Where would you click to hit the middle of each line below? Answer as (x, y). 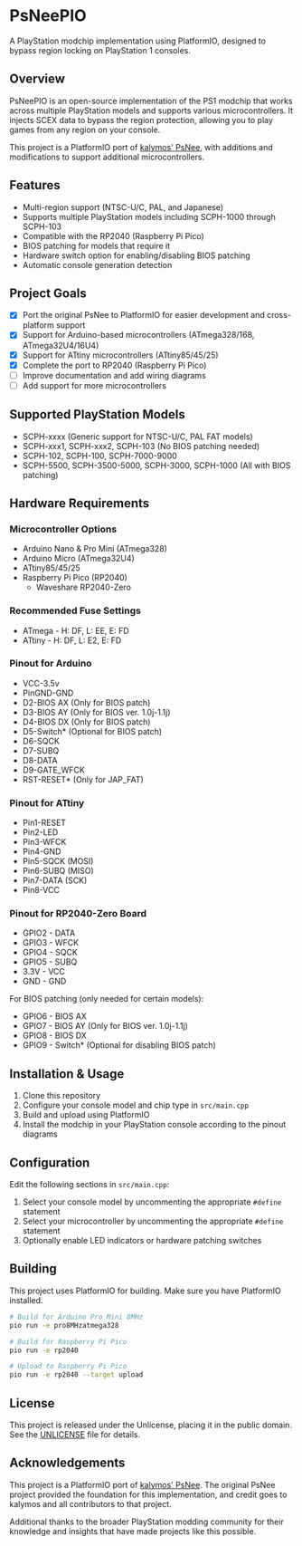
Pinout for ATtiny (47, 802)
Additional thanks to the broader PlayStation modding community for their (147, 1522)
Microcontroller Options (63, 529)
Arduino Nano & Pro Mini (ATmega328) (94, 549)
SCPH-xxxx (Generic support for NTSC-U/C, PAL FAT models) (137, 437)
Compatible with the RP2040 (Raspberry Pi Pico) (113, 235)
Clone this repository (61, 1096)
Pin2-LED (40, 832)
